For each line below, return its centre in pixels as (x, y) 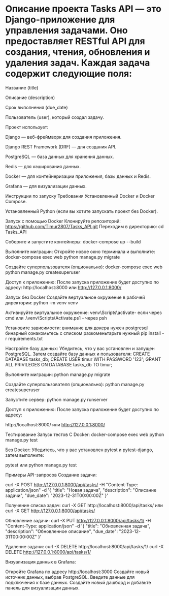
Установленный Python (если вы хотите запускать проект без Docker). (82, 211)
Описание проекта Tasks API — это (83, 9)
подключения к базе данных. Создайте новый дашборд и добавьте (78, 582)
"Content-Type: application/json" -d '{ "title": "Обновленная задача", (78, 526)
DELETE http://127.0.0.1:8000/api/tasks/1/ (48, 552)
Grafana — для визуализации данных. (46, 186)
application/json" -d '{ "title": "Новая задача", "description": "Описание (81, 490)
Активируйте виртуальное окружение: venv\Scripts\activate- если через (84, 312)
